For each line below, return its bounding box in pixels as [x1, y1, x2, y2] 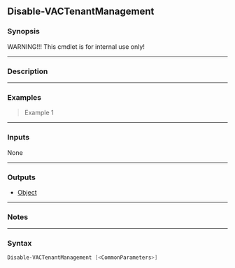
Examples [7, 92, 42, 102]
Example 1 [24, 108, 54, 117]
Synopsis [7, 27, 40, 36]
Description [7, 66, 48, 76]
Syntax [7, 239, 32, 248]
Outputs [7, 172, 36, 182]
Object [17, 188, 37, 196]
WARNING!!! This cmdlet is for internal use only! [7, 42, 145, 51]
